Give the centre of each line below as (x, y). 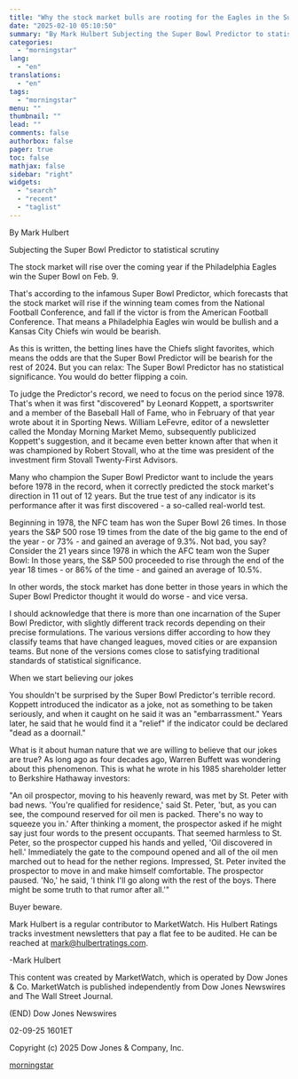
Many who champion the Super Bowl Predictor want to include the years (141, 476)
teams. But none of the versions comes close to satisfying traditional (134, 651)
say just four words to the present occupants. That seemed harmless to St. (145, 833)
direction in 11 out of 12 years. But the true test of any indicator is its (133, 496)
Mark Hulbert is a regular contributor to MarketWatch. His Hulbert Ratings (143, 924)
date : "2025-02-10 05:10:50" (63, 26)
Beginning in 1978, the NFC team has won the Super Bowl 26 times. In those (148, 522)
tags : (19, 91)
